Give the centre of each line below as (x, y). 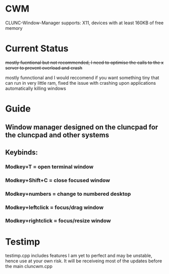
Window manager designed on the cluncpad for (82, 127)
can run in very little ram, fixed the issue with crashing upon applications (81, 83)
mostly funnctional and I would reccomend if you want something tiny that (82, 77)
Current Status (37, 49)
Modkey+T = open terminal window (49, 167)
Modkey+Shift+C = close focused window (58, 180)
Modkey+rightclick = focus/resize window (58, 221)
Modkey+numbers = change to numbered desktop (68, 194)
